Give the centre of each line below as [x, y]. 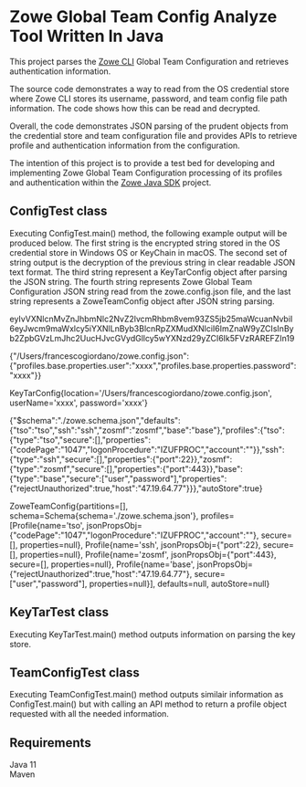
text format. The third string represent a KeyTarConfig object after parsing [148, 272]
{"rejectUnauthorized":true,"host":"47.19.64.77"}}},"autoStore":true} [136, 488]
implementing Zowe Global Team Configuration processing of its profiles [146, 173]
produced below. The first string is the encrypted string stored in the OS [145, 243]
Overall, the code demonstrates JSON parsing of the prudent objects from [149, 126]
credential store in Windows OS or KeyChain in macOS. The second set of [148, 252]
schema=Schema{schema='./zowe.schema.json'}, [104, 515]
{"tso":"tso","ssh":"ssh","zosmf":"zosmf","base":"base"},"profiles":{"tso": [147, 430]
